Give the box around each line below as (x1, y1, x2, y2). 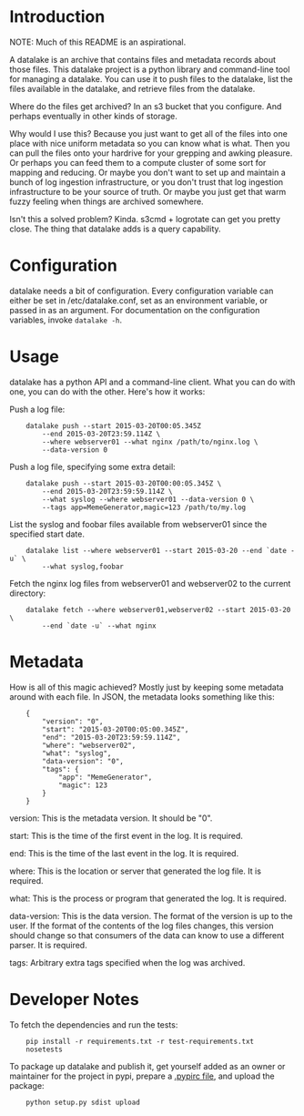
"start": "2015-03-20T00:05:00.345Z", (42, 724, 189, 734)
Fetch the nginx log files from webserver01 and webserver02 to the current (9, 578, 291, 589)
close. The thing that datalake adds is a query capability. (9, 223, 221, 234)
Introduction (9, 6, 106, 27)
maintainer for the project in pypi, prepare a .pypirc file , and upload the (9, 1070, 275, 1081)
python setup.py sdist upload (25, 1098, 141, 1107)
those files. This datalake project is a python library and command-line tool (9, 64, 290, 75)
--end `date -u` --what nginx (42, 621, 157, 630)
